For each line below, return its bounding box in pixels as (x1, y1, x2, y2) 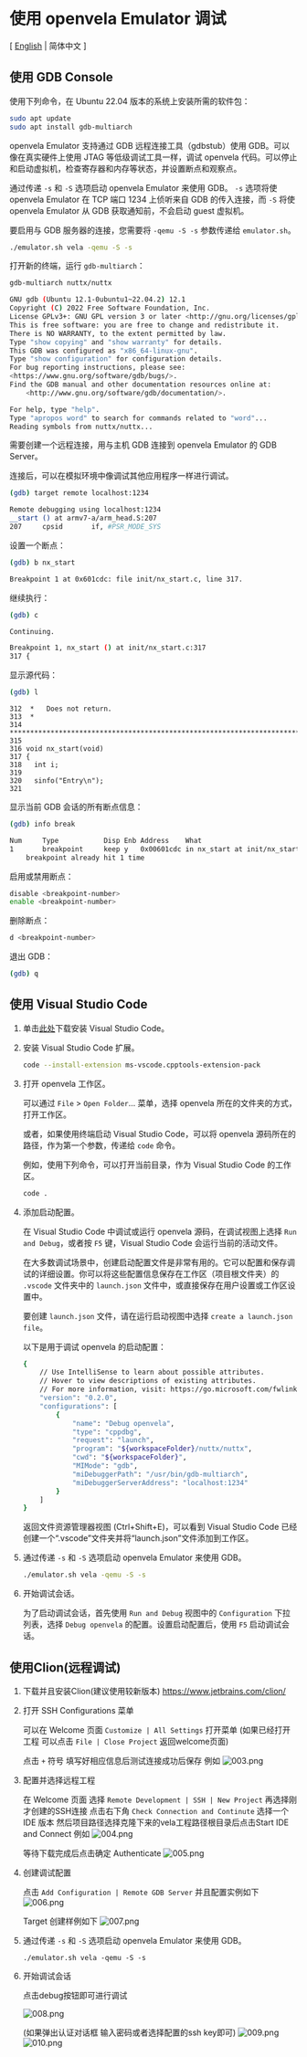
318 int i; (9, 760, 59, 769)
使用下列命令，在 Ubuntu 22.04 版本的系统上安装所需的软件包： (9, 95, 250, 106)
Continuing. (9, 627, 55, 636)
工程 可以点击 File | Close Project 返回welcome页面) (22, 1736, 229, 1746)
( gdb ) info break (9, 819, 76, 828)
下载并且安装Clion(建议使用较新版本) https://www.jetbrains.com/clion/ (22, 1686, 286, 1696)
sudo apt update (9, 113, 71, 123)
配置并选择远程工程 (22, 1775, 96, 1786)
